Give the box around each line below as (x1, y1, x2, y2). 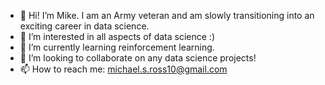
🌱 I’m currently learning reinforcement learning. (19, 41, 215, 53)
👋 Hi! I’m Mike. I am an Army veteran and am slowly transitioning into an (19, 10, 315, 21)
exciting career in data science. (19, 20, 150, 32)
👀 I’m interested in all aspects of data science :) (19, 31, 215, 42)
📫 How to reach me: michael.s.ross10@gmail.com (19, 63, 228, 75)
